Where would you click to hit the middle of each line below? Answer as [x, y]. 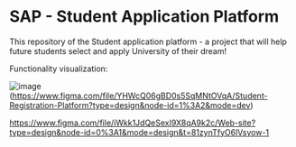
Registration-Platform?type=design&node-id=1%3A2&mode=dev [130, 105]
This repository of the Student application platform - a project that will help [148, 41]
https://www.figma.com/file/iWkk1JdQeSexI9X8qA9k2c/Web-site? [133, 123]
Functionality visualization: [59, 69]
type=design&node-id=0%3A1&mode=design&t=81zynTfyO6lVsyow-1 [139, 132]
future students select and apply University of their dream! [118, 51]
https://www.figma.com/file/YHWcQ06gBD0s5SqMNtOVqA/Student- [140, 96]
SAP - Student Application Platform [144, 17]
